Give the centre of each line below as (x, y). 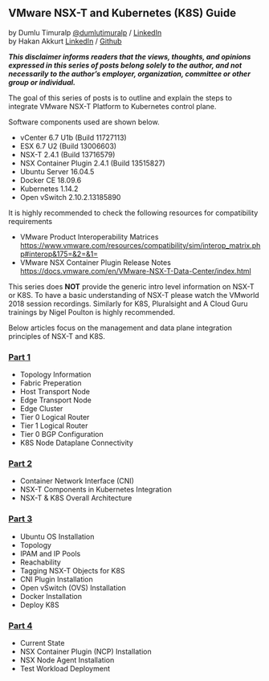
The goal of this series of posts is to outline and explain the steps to (120, 98)
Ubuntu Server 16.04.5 (57, 171)
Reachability (41, 562)
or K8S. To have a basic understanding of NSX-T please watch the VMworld (134, 295)
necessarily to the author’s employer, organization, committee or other (130, 73)
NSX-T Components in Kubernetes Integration (96, 490)
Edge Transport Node (56, 400)
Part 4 (20, 626)
